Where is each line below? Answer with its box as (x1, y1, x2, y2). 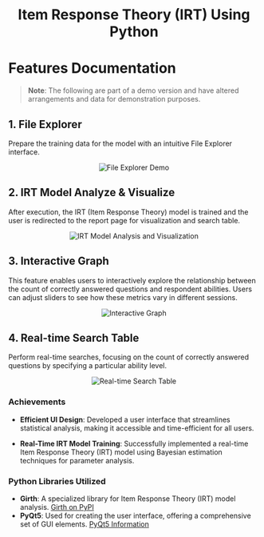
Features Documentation (8, 59, 177, 78)
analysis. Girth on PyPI (19, 502, 94, 511)
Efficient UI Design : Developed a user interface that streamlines (19, 415, 231, 424)
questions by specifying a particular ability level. (8, 361, 167, 371)
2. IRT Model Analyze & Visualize (8, 186, 175, 199)
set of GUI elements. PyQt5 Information (19, 519, 149, 529)
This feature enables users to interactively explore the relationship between (8, 275, 257, 285)
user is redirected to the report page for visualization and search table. (8, 215, 241, 225)
